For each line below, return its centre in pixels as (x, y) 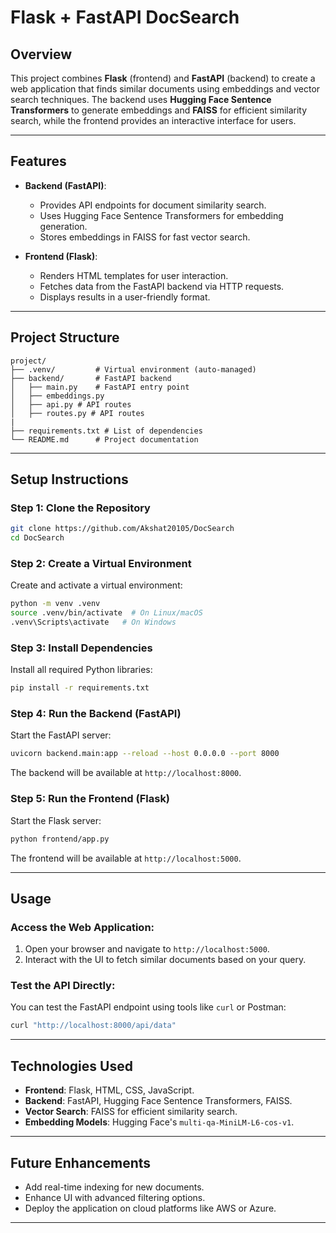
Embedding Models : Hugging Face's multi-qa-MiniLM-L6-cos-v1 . (159, 1122)
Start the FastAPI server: (61, 735)
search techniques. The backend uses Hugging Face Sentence (141, 99)
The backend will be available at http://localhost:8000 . (126, 773)
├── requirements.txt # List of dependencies (106, 431)
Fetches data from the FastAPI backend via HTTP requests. (162, 286)
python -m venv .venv (55, 604)
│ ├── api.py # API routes (71, 404)
